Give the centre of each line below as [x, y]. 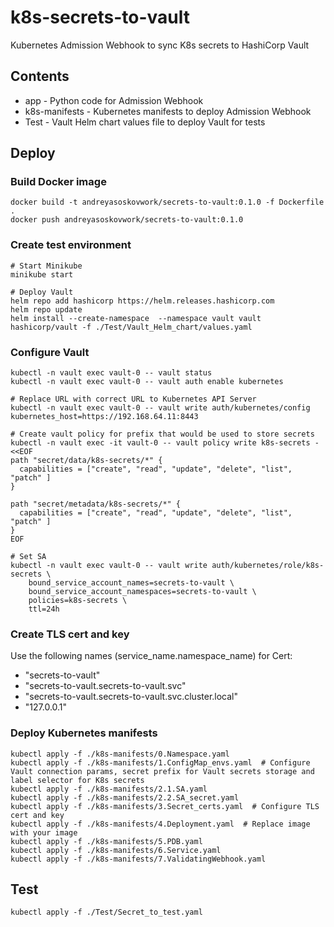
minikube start [42, 274]
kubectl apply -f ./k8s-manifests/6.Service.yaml [116, 850]
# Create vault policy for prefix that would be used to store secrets [162, 434]
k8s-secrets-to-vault [100, 17]
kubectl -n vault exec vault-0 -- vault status [111, 373]
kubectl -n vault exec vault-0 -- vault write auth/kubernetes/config [160, 408]
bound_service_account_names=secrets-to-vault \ [131, 583]
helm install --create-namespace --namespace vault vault [136, 318]
